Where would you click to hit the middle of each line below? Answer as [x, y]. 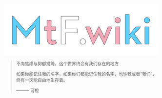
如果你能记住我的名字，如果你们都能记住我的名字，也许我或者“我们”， [86, 74]
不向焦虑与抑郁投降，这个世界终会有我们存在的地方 [67, 63]
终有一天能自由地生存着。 [42, 80]
